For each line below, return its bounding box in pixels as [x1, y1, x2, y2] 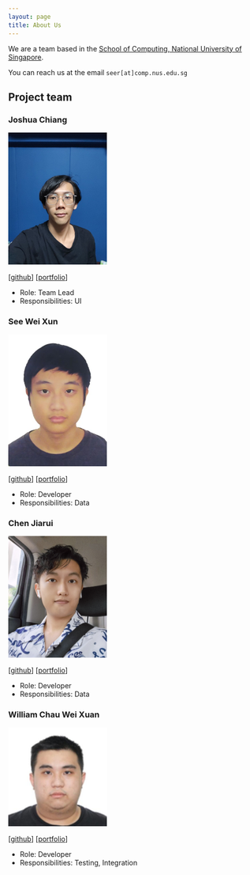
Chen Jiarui [8, 517, 54, 528]
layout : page [8, 13, 51, 21]
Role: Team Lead [19, 287, 75, 297]
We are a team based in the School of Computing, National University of [8, 44, 242, 53]
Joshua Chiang [8, 114, 68, 125]
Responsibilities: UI [19, 296, 82, 305]
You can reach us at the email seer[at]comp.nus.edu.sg [8, 67, 188, 77]
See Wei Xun [8, 316, 58, 327]
